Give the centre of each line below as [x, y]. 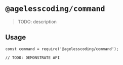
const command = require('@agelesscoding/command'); [62, 49]
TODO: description [37, 21]
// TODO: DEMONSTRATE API [32, 57]
